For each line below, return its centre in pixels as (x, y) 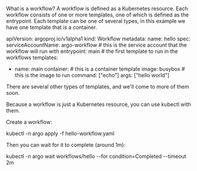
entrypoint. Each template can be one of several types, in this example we (96, 21)
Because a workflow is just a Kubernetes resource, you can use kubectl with (98, 104)
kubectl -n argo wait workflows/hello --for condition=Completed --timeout (96, 156)
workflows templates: (32, 57)
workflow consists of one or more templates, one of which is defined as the (98, 15)
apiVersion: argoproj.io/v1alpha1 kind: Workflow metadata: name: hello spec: (98, 39)
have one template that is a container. (51, 27)
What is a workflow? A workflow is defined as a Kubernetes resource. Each (97, 9)
